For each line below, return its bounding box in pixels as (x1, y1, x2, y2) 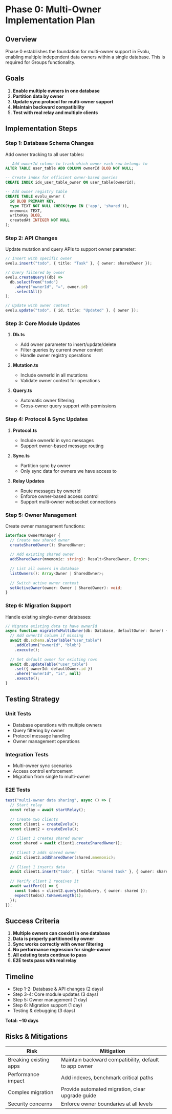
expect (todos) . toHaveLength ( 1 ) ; (14, 893, 83, 898)
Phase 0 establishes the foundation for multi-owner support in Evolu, (5, 49, 150, 54)
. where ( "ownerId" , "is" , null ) (14, 671, 81, 676)
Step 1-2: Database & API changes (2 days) (12, 986, 104, 992)
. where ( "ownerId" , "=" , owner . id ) (14, 284, 88, 290)
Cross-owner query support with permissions (20, 403, 117, 409)
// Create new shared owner (10, 537, 70, 543)
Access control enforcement (12, 768, 73, 774)
